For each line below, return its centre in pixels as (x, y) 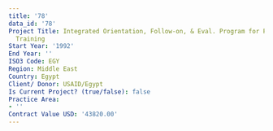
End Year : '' (30, 54)
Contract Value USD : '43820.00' (63, 115)
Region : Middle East (43, 69)
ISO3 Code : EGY (34, 62)
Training (30, 39)
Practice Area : (34, 99)
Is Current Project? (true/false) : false (80, 92)
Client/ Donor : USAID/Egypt (56, 84)
